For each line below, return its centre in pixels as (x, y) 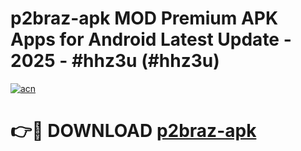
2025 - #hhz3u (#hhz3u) (115, 61)
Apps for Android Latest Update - (151, 39)
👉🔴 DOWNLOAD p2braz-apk (133, 131)
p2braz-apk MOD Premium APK (144, 18)
